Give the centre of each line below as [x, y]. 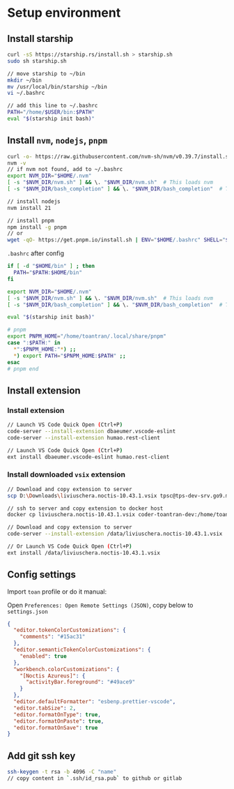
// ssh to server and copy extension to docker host [85, 508]
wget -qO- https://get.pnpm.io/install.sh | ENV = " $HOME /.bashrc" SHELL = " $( [119, 240]
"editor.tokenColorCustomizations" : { [70, 630]
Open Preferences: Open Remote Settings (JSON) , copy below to [100, 605]
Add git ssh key [41, 756]
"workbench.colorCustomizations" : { [67, 669]
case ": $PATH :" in [34, 343]
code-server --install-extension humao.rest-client [84, 437]
